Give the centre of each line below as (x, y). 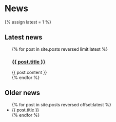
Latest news (23, 37)
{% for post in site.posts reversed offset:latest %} (61, 104)
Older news (22, 93)
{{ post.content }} (29, 72)
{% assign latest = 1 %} (28, 22)
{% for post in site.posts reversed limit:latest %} (60, 49)
